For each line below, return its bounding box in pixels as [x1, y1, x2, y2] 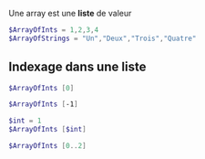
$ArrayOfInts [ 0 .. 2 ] [8, 142, 87, 151]
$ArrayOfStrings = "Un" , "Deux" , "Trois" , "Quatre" [8, 34, 197, 43]
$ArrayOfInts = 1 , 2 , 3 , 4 [8, 26, 99, 35]
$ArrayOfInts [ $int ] [8, 125, 87, 134]
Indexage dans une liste [8, 59, 147, 75]
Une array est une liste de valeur [8, 8, 132, 18]
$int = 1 [8, 116, 42, 126]
